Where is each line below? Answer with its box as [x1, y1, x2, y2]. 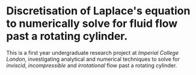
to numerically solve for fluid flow [6, 17, 178, 30]
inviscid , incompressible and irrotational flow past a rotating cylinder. [6, 61, 177, 69]
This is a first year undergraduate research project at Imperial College [6, 49, 179, 56]
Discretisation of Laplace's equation [6, 4, 191, 18]
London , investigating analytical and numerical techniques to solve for [6, 55, 180, 62]
